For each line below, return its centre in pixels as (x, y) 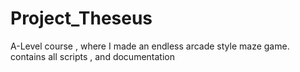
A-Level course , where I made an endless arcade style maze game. (150, 46)
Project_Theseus (81, 18)
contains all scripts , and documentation (92, 56)
